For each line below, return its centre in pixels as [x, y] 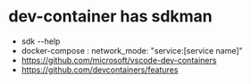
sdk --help [41, 41]
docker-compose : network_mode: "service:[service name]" [132, 50]
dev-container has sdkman [110, 17]
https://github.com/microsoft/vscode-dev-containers [119, 60]
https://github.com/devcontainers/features [100, 70]
